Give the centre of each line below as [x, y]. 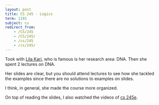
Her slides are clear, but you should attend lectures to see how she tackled [79, 73]
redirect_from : [20, 27]
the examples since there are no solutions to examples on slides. [70, 79]
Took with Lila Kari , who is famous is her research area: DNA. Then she [76, 59]
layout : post [18, 9]
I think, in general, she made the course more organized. [61, 88]
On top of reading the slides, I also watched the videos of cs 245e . [72, 97]
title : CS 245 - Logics [29, 14]
